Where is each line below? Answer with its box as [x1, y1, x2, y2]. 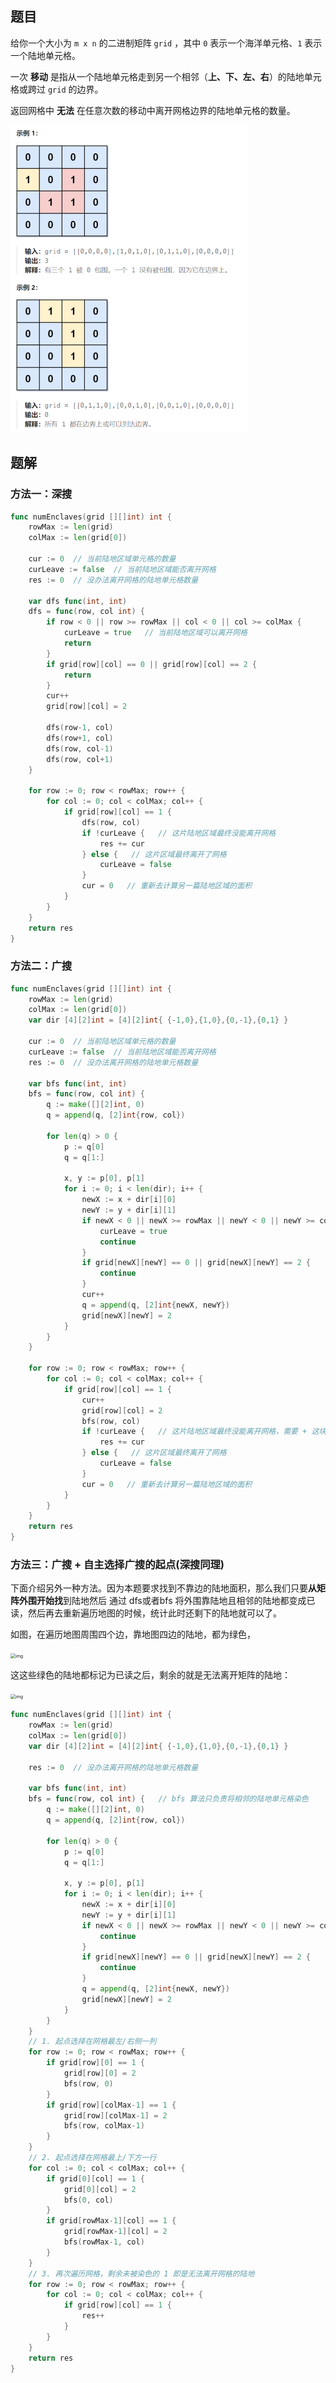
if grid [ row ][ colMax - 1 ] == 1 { [46, 2100, 177, 2110]
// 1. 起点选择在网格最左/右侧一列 [28, 2037, 157, 2047]
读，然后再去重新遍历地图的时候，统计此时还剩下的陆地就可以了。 [10, 1607, 282, 1619]
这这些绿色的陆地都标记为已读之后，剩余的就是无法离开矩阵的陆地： [10, 1669, 291, 1681]
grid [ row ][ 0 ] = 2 [63, 2068, 137, 2079]
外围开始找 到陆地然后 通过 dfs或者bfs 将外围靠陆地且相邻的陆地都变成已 [18, 1595, 316, 1607]
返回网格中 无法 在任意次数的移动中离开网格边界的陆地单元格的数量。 [10, 104, 296, 116]
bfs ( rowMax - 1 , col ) [63, 2237, 145, 2247]
